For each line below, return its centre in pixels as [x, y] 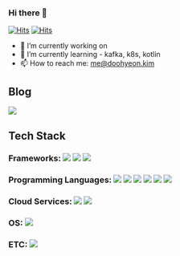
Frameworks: [35, 158]
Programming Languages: [60, 180]
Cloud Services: [40, 201]
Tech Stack [37, 136]
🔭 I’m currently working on [63, 46]
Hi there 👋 [28, 13]
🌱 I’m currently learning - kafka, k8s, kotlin [90, 55]
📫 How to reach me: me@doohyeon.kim [87, 63]
